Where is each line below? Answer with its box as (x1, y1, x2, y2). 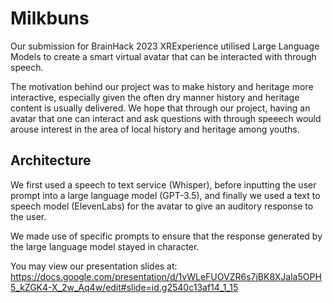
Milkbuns (10, 7, 90, 30)
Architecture (10, 152, 92, 169)
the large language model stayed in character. (10, 240, 200, 252)
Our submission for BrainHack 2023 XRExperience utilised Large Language (10, 40, 320, 52)
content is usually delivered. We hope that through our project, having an (10, 102, 311, 114)
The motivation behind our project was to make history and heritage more (10, 80, 314, 92)
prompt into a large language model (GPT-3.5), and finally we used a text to (10, 189, 321, 201)
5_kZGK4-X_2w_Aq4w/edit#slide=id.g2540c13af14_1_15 (10, 281, 239, 293)
